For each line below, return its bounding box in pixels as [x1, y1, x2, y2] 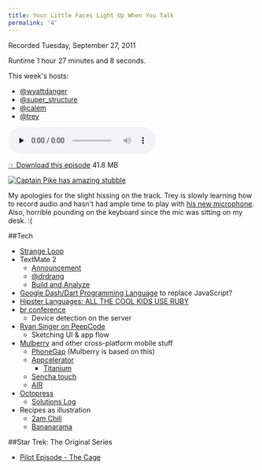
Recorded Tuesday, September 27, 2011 [8, 40, 136, 50]
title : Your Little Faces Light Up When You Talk [8, 11, 175, 20]
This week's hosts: [8, 71, 69, 80]
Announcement [31, 263, 82, 272]
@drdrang [31, 271, 65, 280]
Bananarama [31, 422, 73, 431]
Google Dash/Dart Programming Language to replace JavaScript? [19, 288, 233, 298]
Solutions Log [31, 397, 76, 406]
